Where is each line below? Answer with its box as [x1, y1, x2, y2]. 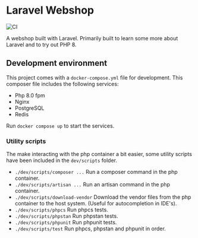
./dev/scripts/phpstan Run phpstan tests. [14, 212, 118, 220]
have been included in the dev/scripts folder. [6, 157, 118, 164]
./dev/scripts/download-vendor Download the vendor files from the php [14, 193, 191, 201]
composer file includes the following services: [6, 80, 119, 87]
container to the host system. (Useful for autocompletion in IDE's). [14, 200, 177, 207]
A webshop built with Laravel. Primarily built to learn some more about [6, 34, 178, 42]
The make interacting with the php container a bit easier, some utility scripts [6, 151, 192, 158]
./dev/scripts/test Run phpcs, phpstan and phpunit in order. [14, 225, 166, 232]
